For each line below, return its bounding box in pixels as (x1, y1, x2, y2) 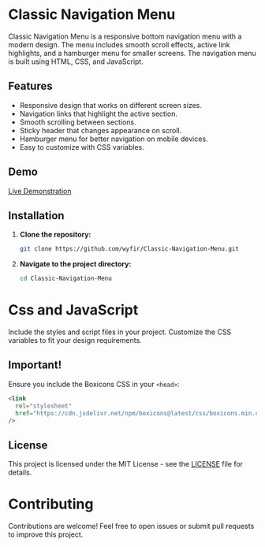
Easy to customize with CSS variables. (19, 142, 144, 151)
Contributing (8, 495, 94, 513)
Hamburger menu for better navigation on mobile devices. (19, 134, 208, 143)
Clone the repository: (19, 230, 91, 240)
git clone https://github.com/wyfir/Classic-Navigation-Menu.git (19, 245, 239, 253)
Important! (8, 359, 62, 372)
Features (8, 80, 53, 93)
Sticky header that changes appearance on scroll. (19, 125, 182, 135)
